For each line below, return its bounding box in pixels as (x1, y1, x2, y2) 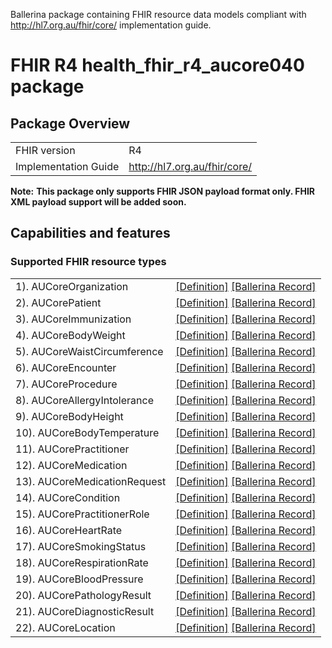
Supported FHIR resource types (10, 255, 167, 269)
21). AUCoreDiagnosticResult (15, 604, 155, 618)
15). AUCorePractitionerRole (15, 507, 150, 521)
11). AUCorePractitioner (15, 442, 130, 456)
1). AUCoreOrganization (15, 279, 129, 293)
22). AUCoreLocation (15, 620, 116, 634)
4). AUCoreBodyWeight (15, 328, 126, 342)
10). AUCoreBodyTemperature (15, 425, 160, 439)
